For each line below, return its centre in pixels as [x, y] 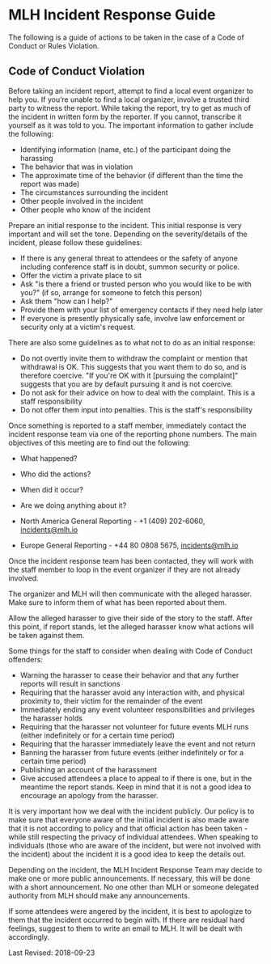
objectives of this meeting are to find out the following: [100, 442]
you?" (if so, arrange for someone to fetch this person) [111, 292]
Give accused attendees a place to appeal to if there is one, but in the [136, 778]
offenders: [25, 659]
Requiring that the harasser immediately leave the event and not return [138, 744]
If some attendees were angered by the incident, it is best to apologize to [130, 911]
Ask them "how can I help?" [66, 301]
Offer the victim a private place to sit [81, 275]
